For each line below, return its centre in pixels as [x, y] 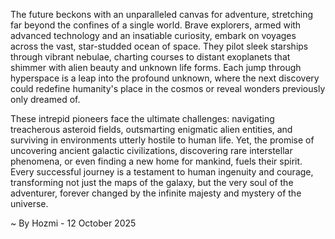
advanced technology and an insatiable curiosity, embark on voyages [153, 35]
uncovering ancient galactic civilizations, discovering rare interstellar [151, 150]
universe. [29, 203]
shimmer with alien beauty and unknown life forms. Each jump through [156, 67]
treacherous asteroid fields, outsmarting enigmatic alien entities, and [151, 129]
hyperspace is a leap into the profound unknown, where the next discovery [165, 78]
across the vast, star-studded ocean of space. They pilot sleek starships [159, 46]
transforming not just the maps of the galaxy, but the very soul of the [152, 182]
